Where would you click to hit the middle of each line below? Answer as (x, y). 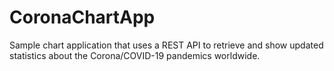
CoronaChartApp (82, 17)
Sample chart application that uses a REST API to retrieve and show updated (166, 45)
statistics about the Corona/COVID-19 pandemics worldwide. (135, 55)
